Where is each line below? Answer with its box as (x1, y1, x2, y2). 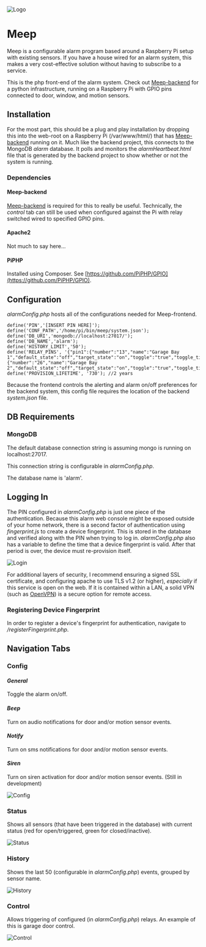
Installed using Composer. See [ (7, 270, 87, 277)
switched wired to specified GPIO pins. (7, 214, 105, 222)
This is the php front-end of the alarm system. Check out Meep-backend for (7, 78, 199, 86)
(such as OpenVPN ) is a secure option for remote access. (7, 590, 152, 598)
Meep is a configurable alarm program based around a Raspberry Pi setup (7, 47, 194, 54)
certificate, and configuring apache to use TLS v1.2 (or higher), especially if (7, 577, 197, 585)
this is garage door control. (7, 922, 75, 929)
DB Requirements (7, 412, 75, 422)
